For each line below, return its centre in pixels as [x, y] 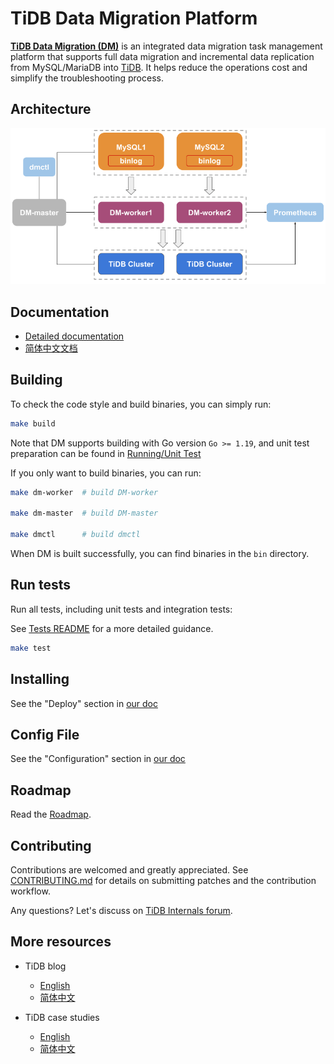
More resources [61, 942]
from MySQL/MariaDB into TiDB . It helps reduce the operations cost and [159, 67]
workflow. [30, 891]
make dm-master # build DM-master [84, 513]
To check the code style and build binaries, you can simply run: [141, 404]
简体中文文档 [51, 348]
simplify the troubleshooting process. [87, 78]
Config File [45, 734]
